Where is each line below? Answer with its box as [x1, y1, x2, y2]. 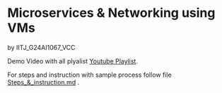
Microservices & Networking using [7, 5, 216, 21]
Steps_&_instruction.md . [7, 77, 80, 86]
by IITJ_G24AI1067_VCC [7, 43, 76, 51]
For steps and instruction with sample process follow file [7, 70, 172, 79]
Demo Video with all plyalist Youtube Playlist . [7, 56, 138, 65]
